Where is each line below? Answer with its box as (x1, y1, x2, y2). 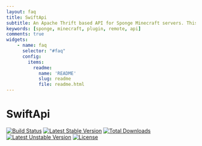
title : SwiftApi (6, 14, 47, 20)
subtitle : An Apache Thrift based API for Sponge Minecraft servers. (6, 20, 185, 26)
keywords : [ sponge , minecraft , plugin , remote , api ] (6, 25, 141, 32)
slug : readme (38, 76, 71, 82)
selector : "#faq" (22, 48, 66, 54)
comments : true (6, 31, 44, 37)
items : (28, 59, 44, 65)
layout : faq (6, 8, 36, 15)
